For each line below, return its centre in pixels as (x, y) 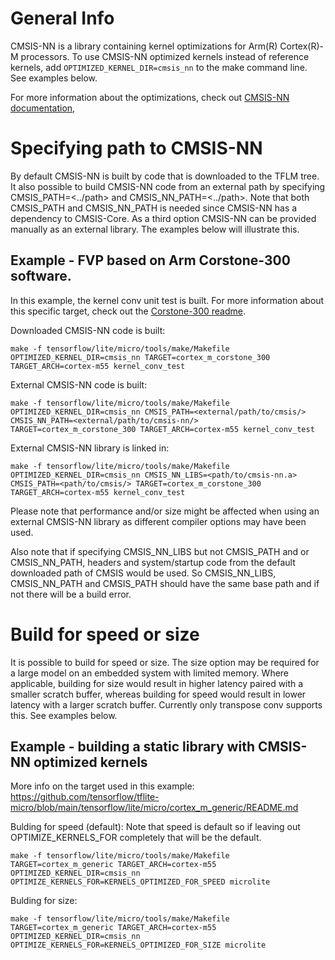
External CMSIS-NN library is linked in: (90, 448)
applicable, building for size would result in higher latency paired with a (157, 683)
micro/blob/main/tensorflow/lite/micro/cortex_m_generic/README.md (154, 808)
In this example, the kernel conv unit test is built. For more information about (167, 300)
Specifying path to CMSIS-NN (136, 148)
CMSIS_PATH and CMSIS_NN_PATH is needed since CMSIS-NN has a (154, 208)
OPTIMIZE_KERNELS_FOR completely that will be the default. (136, 838)
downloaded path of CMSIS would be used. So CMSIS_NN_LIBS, (143, 573)
